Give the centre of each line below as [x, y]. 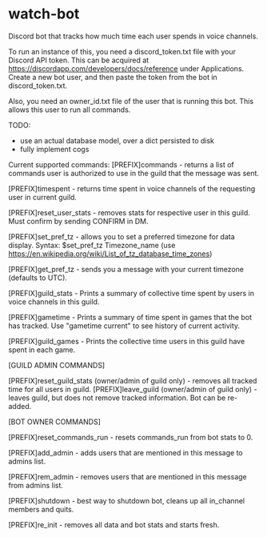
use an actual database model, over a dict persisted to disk [117, 140]
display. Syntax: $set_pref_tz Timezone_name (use [92, 245]
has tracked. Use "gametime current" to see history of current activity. [124, 326]
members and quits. [41, 509]
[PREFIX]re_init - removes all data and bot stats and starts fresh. [114, 524]
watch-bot [44, 14]
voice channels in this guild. [54, 302]
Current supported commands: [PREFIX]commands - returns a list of [121, 164]
